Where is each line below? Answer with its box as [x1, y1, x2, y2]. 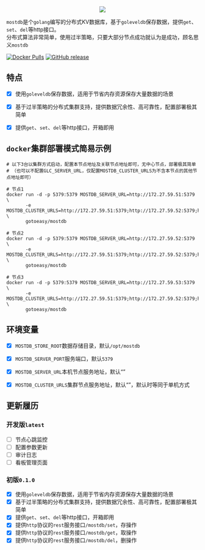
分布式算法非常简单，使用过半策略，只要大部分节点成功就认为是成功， [6, 34, 183, 40]
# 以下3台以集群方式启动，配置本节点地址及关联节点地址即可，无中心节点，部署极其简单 [6, 161, 196, 167]
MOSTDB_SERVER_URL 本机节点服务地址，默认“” [15, 367, 126, 375]
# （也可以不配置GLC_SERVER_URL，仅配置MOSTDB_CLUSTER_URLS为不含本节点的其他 [6, 168, 193, 174]
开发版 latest [6, 421, 45, 429]
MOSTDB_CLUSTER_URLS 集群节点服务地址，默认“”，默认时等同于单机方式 [15, 381, 190, 388]
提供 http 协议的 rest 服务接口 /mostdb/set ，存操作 [15, 521, 137, 529]
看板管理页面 [15, 459, 48, 466]
